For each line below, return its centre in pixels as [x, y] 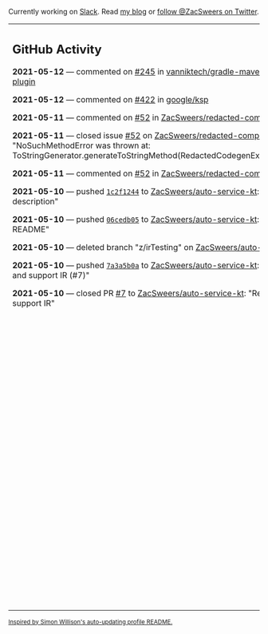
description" [35, 201]
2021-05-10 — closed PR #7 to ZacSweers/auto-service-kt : [129, 293]
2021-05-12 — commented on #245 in [89, 71]
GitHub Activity [57, 49]
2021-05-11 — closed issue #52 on [83, 135]
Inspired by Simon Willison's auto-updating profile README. [91, 622]
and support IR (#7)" [51, 275]
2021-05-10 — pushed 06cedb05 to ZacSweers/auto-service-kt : [136, 219]
